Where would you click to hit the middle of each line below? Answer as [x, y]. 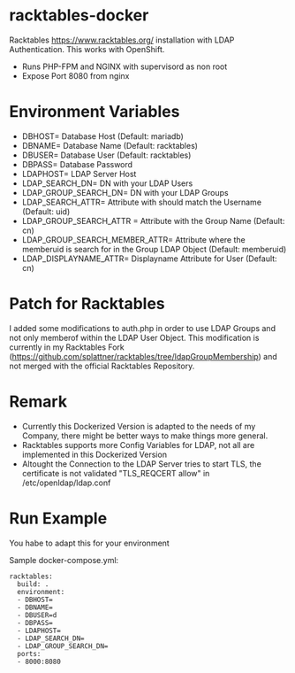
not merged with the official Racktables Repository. [102, 366]
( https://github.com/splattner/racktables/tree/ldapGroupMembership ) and [143, 356]
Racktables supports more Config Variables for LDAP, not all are [138, 445]
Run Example [58, 518]
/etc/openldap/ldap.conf [66, 483]
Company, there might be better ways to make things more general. [145, 436]
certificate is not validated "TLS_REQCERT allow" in [116, 473]
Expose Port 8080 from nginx [76, 75]
